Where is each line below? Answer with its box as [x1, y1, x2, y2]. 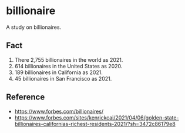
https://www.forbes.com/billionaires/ [14, 108, 104, 115]
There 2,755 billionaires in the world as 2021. [14, 56, 123, 63]
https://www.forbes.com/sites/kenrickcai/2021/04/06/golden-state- [14, 114, 179, 121]
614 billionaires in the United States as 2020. [14, 62, 123, 69]
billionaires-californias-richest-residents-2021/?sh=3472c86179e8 [14, 120, 176, 127]
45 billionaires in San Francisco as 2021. [14, 75, 112, 82]
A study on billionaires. [6, 24, 62, 31]
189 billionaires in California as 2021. [14, 69, 103, 76]
